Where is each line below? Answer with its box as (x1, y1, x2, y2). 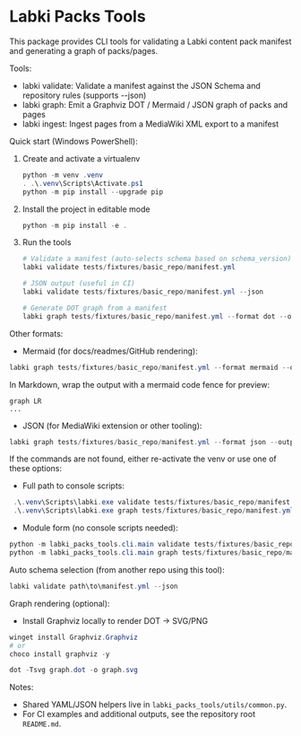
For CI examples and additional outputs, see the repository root (21, 709, 255, 720)
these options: (9, 463, 63, 474)
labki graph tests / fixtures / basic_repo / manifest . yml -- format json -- (9, 437, 279, 446)
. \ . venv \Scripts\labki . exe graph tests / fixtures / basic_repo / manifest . (13, 506, 282, 515)
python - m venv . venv (21, 171, 104, 180)
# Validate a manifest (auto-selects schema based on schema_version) (21, 254, 292, 264)
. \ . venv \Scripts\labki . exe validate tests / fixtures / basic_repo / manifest (13, 498, 291, 507)
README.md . (21, 718, 62, 729)
